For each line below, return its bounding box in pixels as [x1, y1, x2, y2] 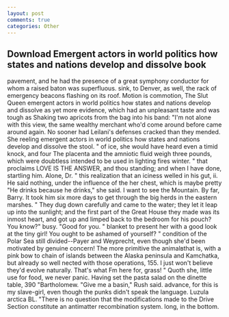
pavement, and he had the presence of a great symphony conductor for [7, 77, 209, 86]
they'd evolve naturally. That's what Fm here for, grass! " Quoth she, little [7, 266, 213, 275]
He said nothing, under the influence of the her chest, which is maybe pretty [7, 179, 222, 187]
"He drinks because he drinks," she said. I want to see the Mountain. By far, [7, 186, 220, 194]
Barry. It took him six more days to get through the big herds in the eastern [7, 193, 217, 202]
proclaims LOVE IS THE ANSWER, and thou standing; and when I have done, [7, 164, 222, 173]
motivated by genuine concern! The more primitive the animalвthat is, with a [7, 244, 221, 253]
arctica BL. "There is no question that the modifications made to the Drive [7, 295, 214, 303]
